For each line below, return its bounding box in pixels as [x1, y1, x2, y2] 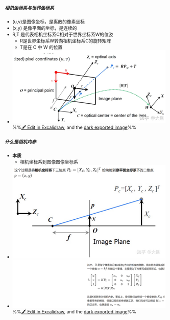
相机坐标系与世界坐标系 [5, 5, 54, 11]
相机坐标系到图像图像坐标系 [19, 159, 79, 165]
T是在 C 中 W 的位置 [19, 44, 63, 50]
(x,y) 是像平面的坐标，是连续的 [12, 25, 77, 31]
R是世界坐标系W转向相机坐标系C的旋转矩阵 [19, 37, 111, 43]
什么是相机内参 [5, 139, 36, 145]
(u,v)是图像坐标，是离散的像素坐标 [12, 18, 85, 25]
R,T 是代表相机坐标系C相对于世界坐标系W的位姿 [12, 31, 113, 37]
